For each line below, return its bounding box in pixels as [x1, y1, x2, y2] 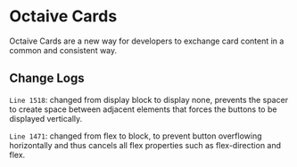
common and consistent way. [9, 44, 118, 55]
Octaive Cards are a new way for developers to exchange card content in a [9, 36, 285, 46]
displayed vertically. [9, 113, 83, 123]
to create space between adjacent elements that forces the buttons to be [9, 104, 277, 115]
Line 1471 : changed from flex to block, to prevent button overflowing [9, 131, 262, 141]
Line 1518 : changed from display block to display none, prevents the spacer [9, 94, 288, 105]
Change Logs [9, 71, 85, 86]
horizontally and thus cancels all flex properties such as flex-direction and [9, 139, 282, 150]
